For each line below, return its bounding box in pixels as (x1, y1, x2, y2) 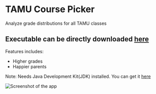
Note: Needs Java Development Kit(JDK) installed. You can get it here (5, 73, 151, 79)
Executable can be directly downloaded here (5, 35, 149, 43)
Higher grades (12, 58, 43, 64)
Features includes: (5, 48, 44, 54)
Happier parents (12, 63, 47, 69)
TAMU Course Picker (5, 4, 95, 15)
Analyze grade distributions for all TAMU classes (5, 20, 107, 26)
